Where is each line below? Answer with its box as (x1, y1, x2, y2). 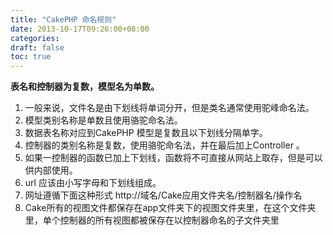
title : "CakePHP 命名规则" (10, 14, 117, 25)
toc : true (10, 52, 52, 62)
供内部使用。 (24, 164, 78, 176)
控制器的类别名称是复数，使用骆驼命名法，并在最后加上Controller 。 (24, 139, 305, 151)
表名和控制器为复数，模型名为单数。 (10, 81, 160, 93)
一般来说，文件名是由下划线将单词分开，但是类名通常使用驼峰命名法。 (24, 102, 315, 114)
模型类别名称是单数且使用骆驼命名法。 (24, 114, 183, 126)
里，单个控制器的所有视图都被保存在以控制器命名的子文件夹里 (24, 214, 280, 226)
